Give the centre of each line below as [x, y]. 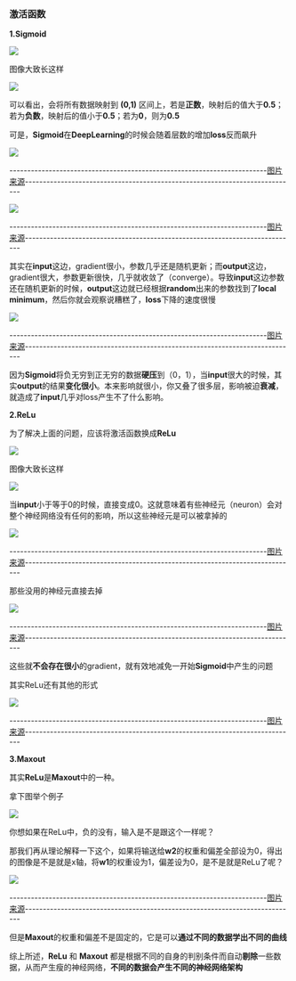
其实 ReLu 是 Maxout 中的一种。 [64, 778]
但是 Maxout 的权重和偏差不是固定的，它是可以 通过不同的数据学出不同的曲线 [148, 937]
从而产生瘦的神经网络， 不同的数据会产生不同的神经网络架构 [133, 968]
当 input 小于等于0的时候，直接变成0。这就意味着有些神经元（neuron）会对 [146, 504]
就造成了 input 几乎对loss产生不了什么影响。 [89, 397]
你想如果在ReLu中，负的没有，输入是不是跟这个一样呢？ [112, 832]
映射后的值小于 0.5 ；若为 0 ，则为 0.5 [114, 116]
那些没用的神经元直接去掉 [56, 591]
